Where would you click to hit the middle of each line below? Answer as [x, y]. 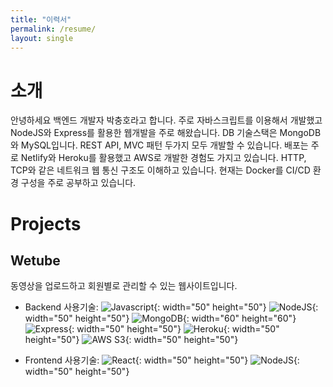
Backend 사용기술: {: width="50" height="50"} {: [171, 307]
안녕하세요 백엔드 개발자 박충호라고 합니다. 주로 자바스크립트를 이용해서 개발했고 [166, 120]
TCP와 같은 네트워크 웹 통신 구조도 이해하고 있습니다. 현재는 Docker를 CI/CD [160, 170]
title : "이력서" [41, 19]
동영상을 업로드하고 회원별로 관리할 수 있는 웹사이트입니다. [124, 286]
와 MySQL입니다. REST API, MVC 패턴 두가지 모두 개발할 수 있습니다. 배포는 [159, 145]
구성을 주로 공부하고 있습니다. [78, 183]
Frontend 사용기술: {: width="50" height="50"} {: [162, 360]
